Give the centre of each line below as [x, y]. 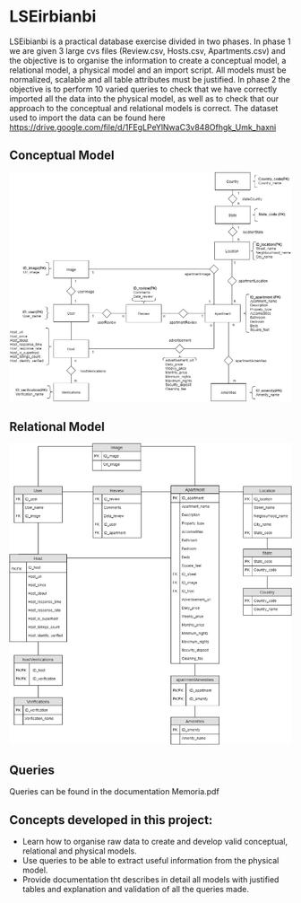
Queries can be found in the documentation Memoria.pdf [114, 792]
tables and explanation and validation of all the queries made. [135, 890]
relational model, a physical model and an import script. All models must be [148, 70]
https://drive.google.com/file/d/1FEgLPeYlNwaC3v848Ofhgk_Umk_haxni [143, 127]
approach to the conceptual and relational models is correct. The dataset [144, 108]
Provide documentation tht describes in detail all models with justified [150, 880]
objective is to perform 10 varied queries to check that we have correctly [143, 89]
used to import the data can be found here [87, 118]
